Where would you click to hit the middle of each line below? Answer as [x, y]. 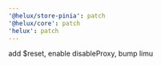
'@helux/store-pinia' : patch [57, 16]
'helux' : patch [34, 31]
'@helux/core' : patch [44, 23]
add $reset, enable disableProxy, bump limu [81, 54]
